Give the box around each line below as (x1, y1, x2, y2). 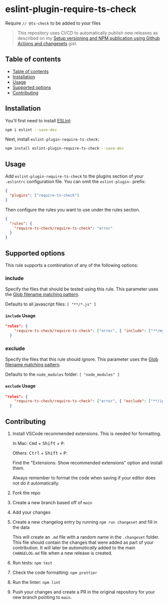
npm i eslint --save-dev (5, 127, 57, 132)
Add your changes (12, 509, 51, 515)
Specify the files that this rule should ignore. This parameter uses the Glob (5, 356, 158, 362)
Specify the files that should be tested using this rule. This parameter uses (5, 286, 158, 292)
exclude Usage (5, 383, 36, 389)
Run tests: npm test (12, 560, 52, 565)
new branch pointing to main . (12, 594, 72, 600)
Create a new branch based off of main (12, 500, 92, 505)
